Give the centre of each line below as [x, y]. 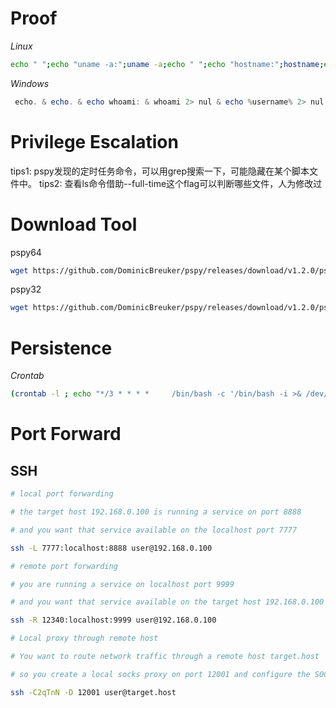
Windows [30, 83]
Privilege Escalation [94, 141]
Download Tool [74, 224]
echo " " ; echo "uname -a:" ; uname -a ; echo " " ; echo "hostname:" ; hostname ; [167, 64]
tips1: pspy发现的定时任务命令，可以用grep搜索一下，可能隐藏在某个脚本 [160, 171]
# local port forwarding [62, 494]
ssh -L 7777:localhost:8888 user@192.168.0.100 [111, 548]
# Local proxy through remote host [84, 638]
